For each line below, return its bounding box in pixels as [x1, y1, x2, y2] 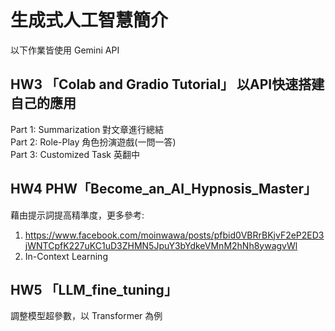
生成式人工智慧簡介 [10, 9, 169, 32]
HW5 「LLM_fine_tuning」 [10, 281, 178, 298]
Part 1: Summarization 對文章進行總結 [10, 123, 165, 135]
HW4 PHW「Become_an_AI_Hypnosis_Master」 [10, 181, 317, 198]
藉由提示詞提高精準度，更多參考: [10, 209, 145, 221]
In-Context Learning [24, 250, 108, 262]
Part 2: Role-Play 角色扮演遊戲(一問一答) [10, 136, 177, 148]
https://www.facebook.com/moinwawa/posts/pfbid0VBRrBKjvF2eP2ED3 [24, 229, 325, 241]
